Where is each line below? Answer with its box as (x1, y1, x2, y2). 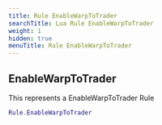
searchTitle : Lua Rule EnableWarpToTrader (8, 19, 154, 27)
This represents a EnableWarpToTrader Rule (8, 93, 155, 102)
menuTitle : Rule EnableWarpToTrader (8, 42, 132, 50)
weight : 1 (8, 27, 42, 35)
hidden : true (8, 34, 53, 43)
